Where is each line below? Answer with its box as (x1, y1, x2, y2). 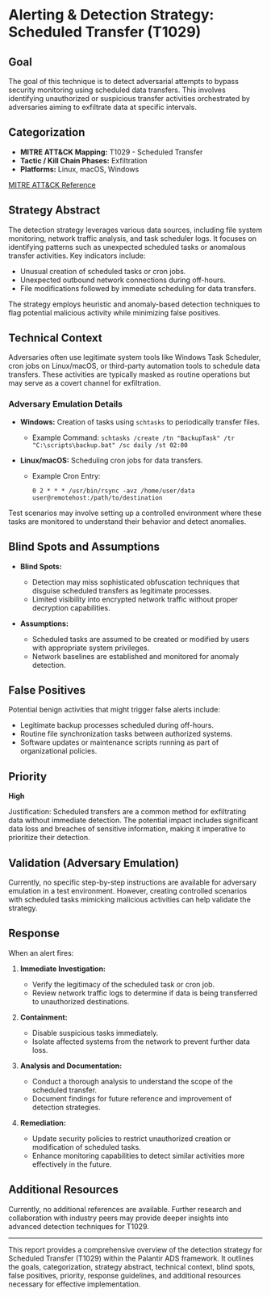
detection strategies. (31, 1102, 101, 1112)
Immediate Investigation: (19, 964, 106, 974)
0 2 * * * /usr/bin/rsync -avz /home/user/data (31, 487, 195, 495)
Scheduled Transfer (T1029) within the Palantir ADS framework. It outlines (8, 1253, 254, 1263)
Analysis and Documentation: (19, 1061, 123, 1071)
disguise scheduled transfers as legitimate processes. (31, 585, 212, 595)
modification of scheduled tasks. (31, 1142, 141, 1151)
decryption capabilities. (31, 602, 110, 612)
